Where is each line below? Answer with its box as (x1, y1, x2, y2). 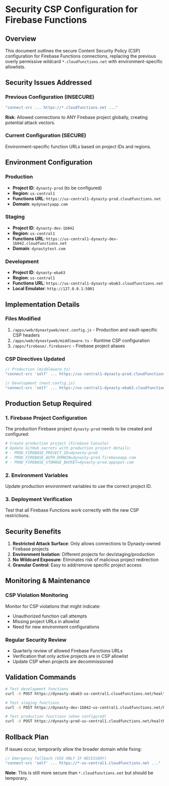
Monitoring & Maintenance (5, 577, 91, 585)
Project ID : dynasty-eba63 (12, 269, 65, 275)
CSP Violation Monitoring (5, 592, 68, 599)
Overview (5, 34, 37, 43)
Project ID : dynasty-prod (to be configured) (12, 185, 102, 191)
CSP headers (12, 332, 40, 338)
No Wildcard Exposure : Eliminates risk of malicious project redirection (12, 556, 159, 563)
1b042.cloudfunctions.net (12, 241, 67, 246)
